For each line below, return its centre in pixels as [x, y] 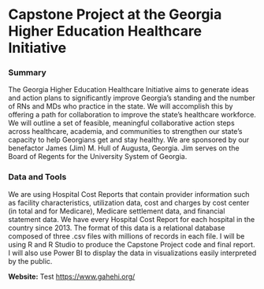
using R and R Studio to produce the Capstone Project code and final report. [132, 244]
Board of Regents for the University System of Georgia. [98, 157]
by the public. [30, 261]
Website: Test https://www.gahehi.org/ [72, 276]
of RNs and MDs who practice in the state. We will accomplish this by [121, 106]
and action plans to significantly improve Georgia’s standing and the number [132, 98]
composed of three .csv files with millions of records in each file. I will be [126, 236]
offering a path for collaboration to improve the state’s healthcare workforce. [132, 115]
